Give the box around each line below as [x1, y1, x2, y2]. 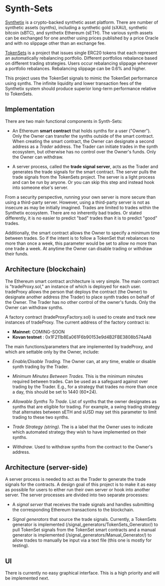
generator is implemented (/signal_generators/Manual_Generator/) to [12, 532, 152, 538]
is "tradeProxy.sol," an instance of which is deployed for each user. [5, 283, 141, 289]
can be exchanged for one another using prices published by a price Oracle [5, 35, 159, 41]
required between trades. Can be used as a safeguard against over [12, 378, 148, 384]
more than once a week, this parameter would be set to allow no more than [5, 240, 157, 246]
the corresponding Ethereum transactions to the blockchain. [12, 507, 134, 513]
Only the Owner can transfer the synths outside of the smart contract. [12, 133, 154, 139]
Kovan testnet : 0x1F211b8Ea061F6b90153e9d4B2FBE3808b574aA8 [12, 334, 152, 340]
